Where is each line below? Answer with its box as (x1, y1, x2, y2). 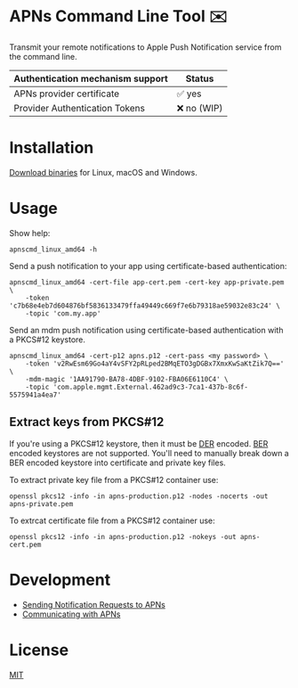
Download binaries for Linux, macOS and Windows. (9, 167, 197, 177)
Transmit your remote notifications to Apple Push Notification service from (9, 41, 282, 53)
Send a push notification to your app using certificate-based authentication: (9, 260, 287, 271)
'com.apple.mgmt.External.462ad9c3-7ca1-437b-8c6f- (52, 382, 249, 391)
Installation (9, 138, 94, 158)
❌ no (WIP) (176, 102, 223, 114)
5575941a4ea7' (9, 390, 62, 399)
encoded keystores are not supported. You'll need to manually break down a (9, 447, 289, 458)
